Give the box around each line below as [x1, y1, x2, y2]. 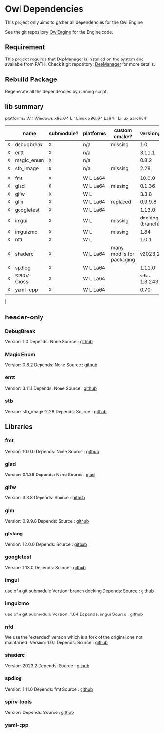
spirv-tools [5, 698, 32, 705]
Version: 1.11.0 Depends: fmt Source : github [5, 686, 93, 692]
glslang [5, 530, 23, 537]
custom [114, 127, 132, 134]
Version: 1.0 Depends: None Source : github [5, 339, 93, 345]
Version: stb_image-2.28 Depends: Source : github [5, 408, 107, 414]
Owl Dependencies [5, 3, 84, 15]
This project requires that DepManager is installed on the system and [5, 56, 144, 62]
